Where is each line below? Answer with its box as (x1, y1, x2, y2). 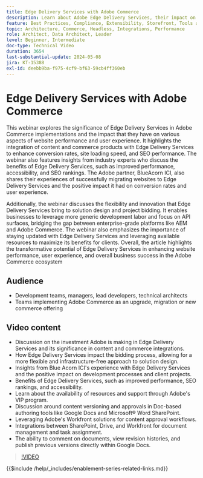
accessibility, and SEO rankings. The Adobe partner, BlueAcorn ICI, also (6, 169, 185, 176)
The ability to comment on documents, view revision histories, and (14, 434, 181, 442)
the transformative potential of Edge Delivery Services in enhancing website (6, 245, 196, 253)
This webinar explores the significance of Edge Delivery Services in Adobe (6, 124, 192, 131)
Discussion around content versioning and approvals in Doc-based (14, 402, 182, 410)
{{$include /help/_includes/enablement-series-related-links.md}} (6, 465, 168, 472)
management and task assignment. (14, 428, 103, 436)
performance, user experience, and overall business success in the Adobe (6, 252, 192, 259)
